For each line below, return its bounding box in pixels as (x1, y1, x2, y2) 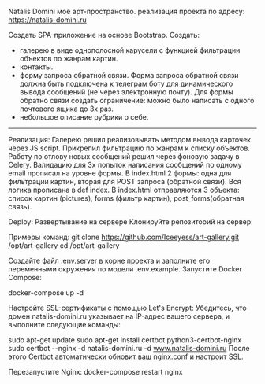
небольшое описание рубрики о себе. (19, 113, 149, 121)
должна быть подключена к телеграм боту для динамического (19, 79, 233, 88)
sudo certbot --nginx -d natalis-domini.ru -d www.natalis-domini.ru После (8, 344, 250, 353)
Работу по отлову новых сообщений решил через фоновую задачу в (8, 152, 240, 161)
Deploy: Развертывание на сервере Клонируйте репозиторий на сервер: (8, 217, 254, 227)
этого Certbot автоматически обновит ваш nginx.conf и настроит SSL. (8, 352, 244, 361)
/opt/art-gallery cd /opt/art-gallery (8, 241, 120, 250)
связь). (8, 202, 32, 211)
